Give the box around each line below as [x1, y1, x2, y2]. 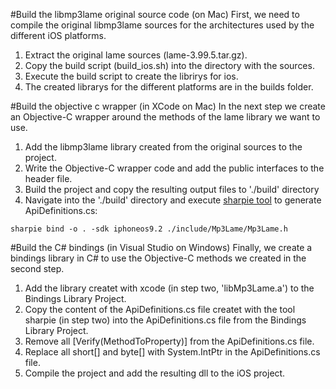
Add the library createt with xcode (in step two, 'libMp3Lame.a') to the [24, 282, 315, 294]
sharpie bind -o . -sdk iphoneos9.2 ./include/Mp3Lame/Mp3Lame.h [10, 224, 288, 234]
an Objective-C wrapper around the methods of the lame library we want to [10, 111, 321, 123]
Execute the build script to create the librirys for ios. [24, 70, 239, 82]
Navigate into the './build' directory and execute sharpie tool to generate [24, 194, 322, 206]
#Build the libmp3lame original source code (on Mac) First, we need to [10, 9, 300, 20]
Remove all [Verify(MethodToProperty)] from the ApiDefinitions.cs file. [24, 335, 315, 347]
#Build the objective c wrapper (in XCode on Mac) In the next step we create [10, 100, 326, 112]
